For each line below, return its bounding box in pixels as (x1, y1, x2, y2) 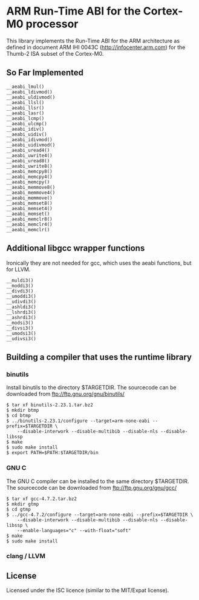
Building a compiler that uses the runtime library (6, 352, 192, 362)
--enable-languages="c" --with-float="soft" (17, 527, 131, 533)
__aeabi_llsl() (6, 99, 45, 105)
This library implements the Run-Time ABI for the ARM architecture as (6, 37, 180, 44)
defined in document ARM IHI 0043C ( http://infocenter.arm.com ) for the (6, 44, 186, 51)
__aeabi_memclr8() (6, 216, 53, 222)
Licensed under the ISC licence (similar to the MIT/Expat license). (6, 587, 169, 594)
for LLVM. (6, 265, 31, 273)
